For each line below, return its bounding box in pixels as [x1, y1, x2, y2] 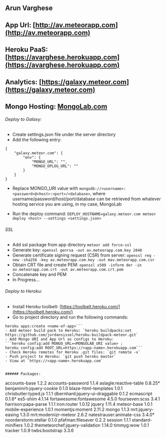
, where [90, 191, 106, 197]
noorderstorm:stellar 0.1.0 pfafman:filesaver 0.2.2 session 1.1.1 [5, 417, 131, 423]
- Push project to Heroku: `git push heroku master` [5, 354, 116, 359]
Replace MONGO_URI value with [12, 185, 78, 191]
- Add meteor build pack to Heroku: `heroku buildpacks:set [5, 328, 132, 333]
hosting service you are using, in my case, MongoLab [12, 201, 122, 207]
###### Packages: [5, 371, 41, 376]
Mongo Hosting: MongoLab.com [5, 102, 108, 110]
